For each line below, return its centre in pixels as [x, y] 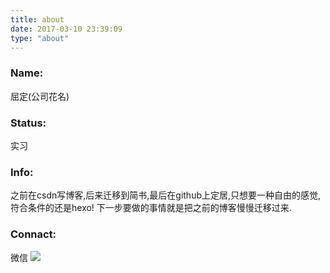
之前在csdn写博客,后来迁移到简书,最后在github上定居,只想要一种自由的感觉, [166, 195]
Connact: [33, 234]
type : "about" [40, 38]
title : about [37, 19]
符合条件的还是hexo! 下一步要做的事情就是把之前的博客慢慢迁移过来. [151, 208]
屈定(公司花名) [40, 96]
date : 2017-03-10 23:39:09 [66, 29]
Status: [28, 123]
